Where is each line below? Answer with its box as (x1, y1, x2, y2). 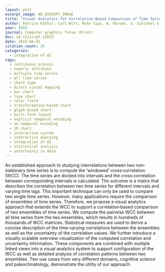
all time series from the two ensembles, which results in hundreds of (5, 214, 143, 220)
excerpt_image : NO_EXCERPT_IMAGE (5, 12, 74, 17)
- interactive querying (9, 135, 58, 140)
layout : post (5, 7, 32, 12)
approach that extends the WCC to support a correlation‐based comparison (5, 204, 159, 210)
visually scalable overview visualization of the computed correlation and (5, 235, 151, 241)
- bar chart (9, 89, 34, 94)
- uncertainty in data (9, 149, 56, 154)
